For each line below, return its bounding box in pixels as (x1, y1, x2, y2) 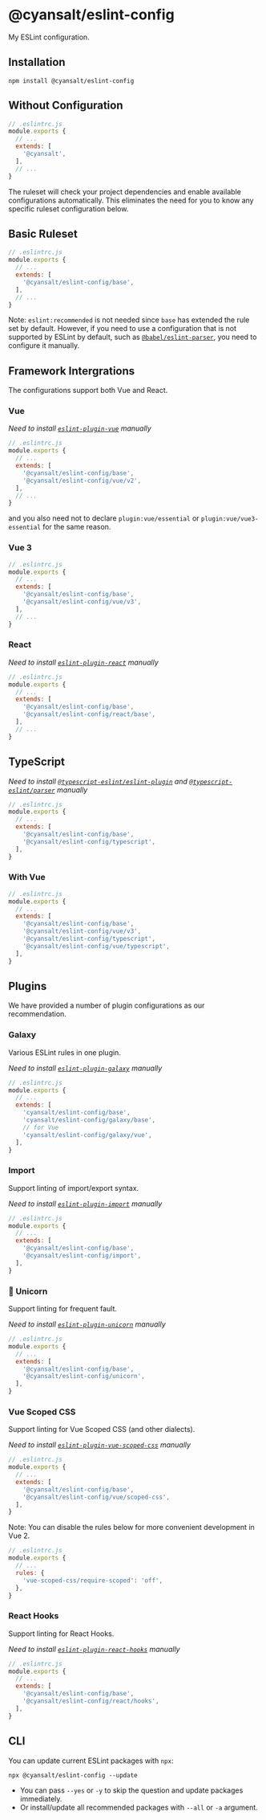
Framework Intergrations (8, 364, 135, 378)
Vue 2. (8, 1531, 30, 1540)
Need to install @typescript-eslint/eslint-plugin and (8, 776, 188, 786)
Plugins (8, 979, 47, 993)
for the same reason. (42, 522, 111, 532)
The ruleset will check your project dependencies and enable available (8, 186, 242, 196)
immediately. (19, 1793, 62, 1803)
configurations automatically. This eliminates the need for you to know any (8, 195, 254, 205)
